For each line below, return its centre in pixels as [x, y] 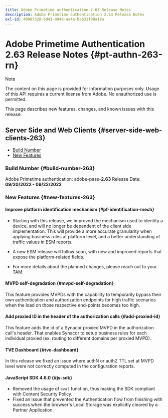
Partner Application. [33, 410]
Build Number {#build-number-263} [50, 168]
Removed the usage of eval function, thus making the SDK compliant [84, 389]
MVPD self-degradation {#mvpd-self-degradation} [59, 283]
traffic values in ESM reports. [42, 242]
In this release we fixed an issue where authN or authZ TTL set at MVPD [79, 361]
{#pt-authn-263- [126, 54]
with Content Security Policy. [42, 394]
